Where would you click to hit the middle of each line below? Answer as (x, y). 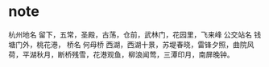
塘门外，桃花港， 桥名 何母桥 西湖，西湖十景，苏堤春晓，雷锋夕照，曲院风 (131, 44)
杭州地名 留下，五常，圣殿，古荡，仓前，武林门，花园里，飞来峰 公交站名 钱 (135, 34)
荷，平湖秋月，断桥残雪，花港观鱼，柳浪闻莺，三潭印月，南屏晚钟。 (121, 54)
